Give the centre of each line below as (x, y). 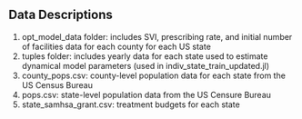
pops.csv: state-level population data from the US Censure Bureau (146, 94)
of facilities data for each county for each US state (116, 46)
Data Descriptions (60, 15)
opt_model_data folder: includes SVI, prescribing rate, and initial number (157, 36)
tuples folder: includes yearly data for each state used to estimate (145, 56)
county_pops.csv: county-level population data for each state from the (153, 75)
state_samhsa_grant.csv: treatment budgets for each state (131, 104)
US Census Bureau (57, 84)
